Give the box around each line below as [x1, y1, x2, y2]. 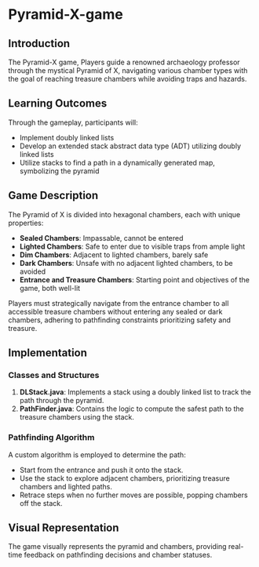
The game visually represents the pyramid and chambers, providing [8, 542, 227, 551]
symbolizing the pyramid [19, 166, 100, 176]
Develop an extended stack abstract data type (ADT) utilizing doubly [19, 141, 242, 151]
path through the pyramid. [19, 396, 104, 405]
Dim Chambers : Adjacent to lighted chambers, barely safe [19, 249, 209, 260]
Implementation [8, 347, 88, 360]
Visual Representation [8, 522, 119, 534]
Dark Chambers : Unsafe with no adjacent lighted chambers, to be [19, 258, 233, 267]
